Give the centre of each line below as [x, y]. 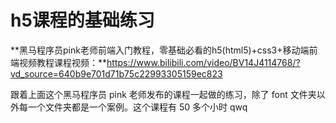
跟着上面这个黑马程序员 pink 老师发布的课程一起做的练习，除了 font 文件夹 [163, 94]
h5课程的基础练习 [82, 20]
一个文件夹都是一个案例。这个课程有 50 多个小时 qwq [137, 107]
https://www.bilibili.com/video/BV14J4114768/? [203, 62]
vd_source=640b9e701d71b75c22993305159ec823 [116, 73]
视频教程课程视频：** [63, 62]
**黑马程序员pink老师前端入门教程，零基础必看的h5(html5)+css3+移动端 [160, 50]
